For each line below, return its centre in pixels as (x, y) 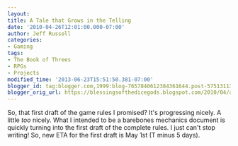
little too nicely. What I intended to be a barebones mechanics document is (116, 120)
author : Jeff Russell (39, 34)
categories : (25, 40)
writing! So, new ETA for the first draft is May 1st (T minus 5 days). (104, 135)
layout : (19, 14)
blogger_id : (25, 86)
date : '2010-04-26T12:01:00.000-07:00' (66, 27)
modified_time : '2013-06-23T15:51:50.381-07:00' (80, 79)
